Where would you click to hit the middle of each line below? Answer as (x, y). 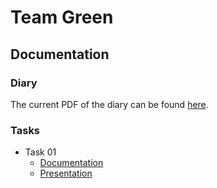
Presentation (66, 173)
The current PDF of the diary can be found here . (109, 104)
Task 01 (40, 152)
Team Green (62, 17)
